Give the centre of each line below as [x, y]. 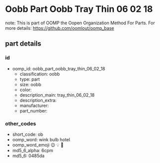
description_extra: [38, 100]
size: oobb [30, 84]
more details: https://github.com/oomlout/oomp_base [60, 28]
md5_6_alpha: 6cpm [33, 150]
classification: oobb [40, 74]
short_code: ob [28, 134]
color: [26, 90]
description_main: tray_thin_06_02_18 [57, 95]
